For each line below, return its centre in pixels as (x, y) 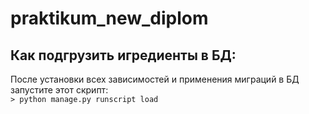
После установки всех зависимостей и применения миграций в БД (155, 79)
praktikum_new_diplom (109, 18)
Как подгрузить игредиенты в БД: (123, 55)
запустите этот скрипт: (59, 90)
